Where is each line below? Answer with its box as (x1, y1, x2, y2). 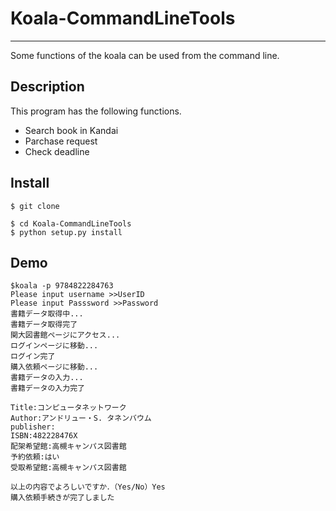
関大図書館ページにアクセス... (10, 330, 121, 341)
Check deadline (24, 145, 90, 157)
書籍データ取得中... (10, 309, 84, 319)
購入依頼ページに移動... (10, 362, 99, 372)
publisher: (10, 422, 56, 432)
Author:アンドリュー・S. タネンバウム (10, 413, 152, 424)
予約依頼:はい (10, 452, 60, 462)
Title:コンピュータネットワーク (10, 403, 127, 413)
